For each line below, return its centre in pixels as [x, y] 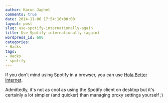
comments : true [21, 14]
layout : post [19, 24]
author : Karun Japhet [28, 10]
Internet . [14, 80]
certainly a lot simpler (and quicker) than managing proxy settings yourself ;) [84, 95]
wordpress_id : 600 [24, 38]
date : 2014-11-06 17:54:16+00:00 [40, 19]
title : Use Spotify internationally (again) [52, 33]
